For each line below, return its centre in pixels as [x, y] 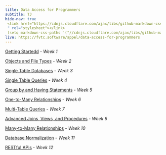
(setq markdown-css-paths [34, 33]
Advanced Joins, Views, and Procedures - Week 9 [56, 118]
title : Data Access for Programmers [43, 10]
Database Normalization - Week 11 [40, 138]
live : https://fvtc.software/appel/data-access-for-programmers [73, 38]
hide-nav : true [21, 19]
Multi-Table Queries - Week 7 [35, 109]
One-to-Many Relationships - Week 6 [43, 99]
